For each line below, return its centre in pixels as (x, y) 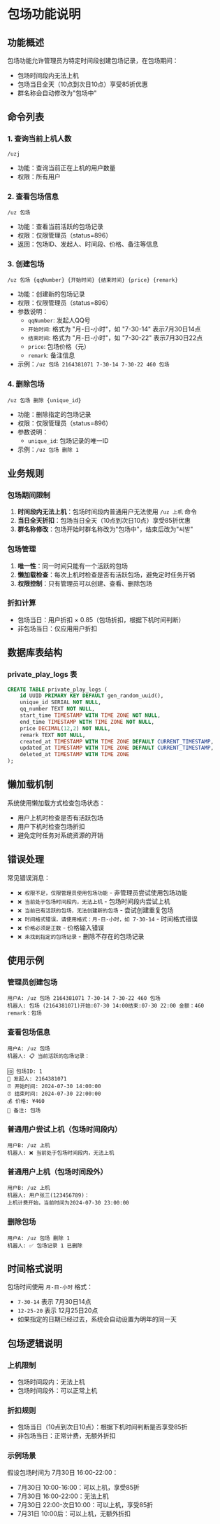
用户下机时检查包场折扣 (51, 826)
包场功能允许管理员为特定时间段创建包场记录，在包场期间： (93, 61)
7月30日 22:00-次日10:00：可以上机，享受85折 (85, 1504)
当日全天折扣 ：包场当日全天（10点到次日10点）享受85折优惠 (104, 521)
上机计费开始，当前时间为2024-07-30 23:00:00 (68, 1203)
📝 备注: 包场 (24, 1110)
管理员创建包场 (32, 982)
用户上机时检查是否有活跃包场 (60, 818)
